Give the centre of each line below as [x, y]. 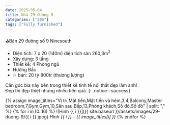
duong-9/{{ [17, 117]
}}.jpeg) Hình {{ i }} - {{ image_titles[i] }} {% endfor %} [89, 117]
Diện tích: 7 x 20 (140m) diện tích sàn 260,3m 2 [61, 53]
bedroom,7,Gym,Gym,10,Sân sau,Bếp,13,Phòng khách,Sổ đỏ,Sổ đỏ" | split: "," [85, 106]
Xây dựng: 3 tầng [31, 59]
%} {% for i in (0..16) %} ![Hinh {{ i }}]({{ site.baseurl [60, 111]
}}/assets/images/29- [138, 111]
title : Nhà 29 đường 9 [29, 15]
